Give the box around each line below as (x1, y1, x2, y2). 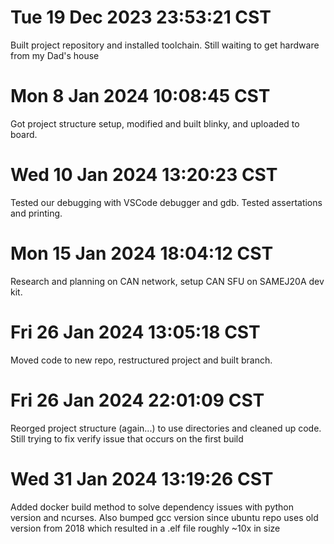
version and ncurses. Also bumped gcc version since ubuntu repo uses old (10, 511, 319, 523)
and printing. (10, 207, 63, 219)
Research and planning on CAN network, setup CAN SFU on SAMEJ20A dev (10, 275, 325, 287)
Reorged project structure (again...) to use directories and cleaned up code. (10, 422, 322, 434)
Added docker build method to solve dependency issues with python (10, 501, 294, 513)
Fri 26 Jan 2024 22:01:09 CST (10, 389, 265, 411)
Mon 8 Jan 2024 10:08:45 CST (10, 85, 271, 108)
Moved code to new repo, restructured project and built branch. (10, 354, 273, 366)
